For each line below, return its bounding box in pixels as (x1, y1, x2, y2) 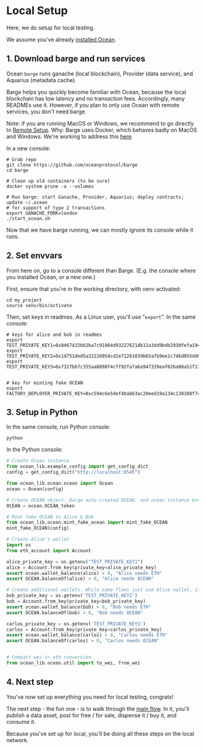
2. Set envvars (6, 251, 63, 261)
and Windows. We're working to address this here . (6, 132, 133, 140)
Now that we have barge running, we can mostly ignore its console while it (6, 226, 193, 234)
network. (6, 736, 29, 743)
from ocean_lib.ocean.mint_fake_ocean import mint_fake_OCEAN (6, 519, 168, 526)
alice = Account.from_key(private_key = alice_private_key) (6, 565, 157, 571)
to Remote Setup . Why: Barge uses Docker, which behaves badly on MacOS (6, 126, 197, 134)
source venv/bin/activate (6, 302, 72, 308)
